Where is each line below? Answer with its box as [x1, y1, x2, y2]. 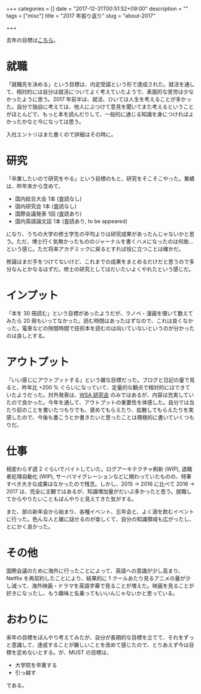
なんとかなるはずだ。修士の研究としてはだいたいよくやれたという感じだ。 [11, 265, 194, 272]
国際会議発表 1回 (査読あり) [14, 210, 82, 217]
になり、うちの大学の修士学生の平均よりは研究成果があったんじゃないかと [6, 230, 190, 237]
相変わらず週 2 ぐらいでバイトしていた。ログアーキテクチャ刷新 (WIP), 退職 [6, 465, 193, 472]
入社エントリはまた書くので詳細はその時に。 [6, 131, 117, 138]
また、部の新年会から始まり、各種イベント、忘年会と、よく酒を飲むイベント [6, 508, 194, 515]
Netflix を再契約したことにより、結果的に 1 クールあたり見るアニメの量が [6, 574, 185, 581]
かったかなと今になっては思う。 [6, 118, 85, 125]
